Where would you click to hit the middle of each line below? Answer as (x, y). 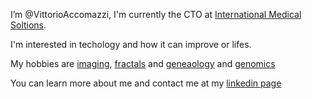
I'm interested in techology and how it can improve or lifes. (131, 44)
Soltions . (28, 25)
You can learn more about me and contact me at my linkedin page (146, 83)
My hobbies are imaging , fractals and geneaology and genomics (143, 63)
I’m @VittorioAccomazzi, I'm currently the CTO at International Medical (156, 14)
